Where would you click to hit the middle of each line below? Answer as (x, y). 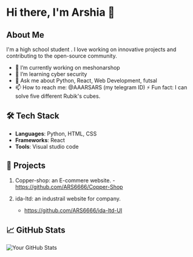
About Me (25, 35)
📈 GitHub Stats (36, 230)
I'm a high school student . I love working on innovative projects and (91, 49)
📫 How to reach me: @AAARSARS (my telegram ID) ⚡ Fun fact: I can (101, 87)
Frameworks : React (40, 140)
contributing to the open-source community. (62, 56)
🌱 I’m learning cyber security (51, 74)
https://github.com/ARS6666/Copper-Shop (69, 187)
